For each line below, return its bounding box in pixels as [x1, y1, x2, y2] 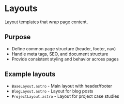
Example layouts [4, 70, 56, 78]
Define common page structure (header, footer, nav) [11, 45, 116, 51]
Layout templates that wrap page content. [4, 19, 88, 25]
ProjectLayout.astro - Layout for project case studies [11, 93, 120, 99]
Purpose [4, 33, 31, 41]
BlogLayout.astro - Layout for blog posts [11, 88, 93, 94]
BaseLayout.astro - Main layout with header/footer [11, 83, 112, 89]
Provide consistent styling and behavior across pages [11, 56, 119, 62]
